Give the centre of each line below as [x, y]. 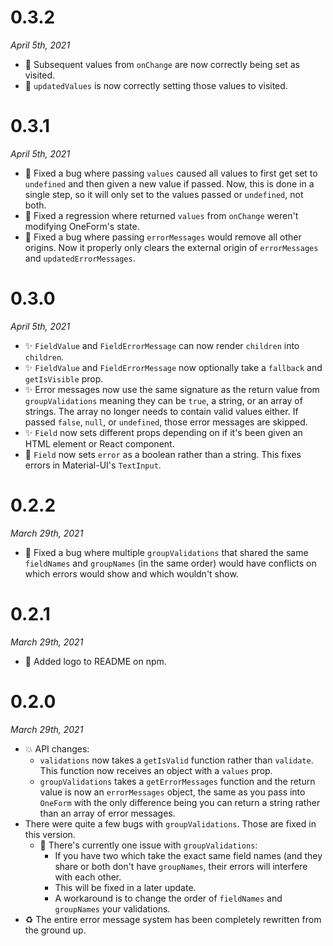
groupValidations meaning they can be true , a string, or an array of [163, 400]
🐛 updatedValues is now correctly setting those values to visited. [156, 85]
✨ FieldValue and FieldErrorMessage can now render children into [162, 345]
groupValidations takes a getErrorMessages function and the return [177, 781]
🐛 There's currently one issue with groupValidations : [148, 845]
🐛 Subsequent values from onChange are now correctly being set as [162, 64]
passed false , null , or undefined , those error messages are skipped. [166, 422]
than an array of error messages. [107, 813]
